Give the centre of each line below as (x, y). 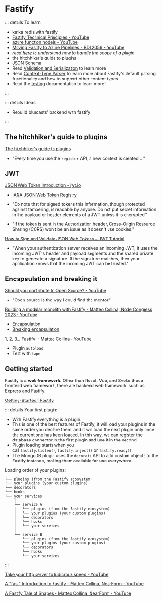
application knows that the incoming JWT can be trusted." (70, 263)
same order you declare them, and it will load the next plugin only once (83, 430)
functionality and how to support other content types (65, 79)
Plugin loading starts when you (43, 445)
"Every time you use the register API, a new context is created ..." (78, 158)
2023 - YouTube (21, 315)
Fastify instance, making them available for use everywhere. (72, 461)
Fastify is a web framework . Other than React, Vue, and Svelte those (74, 381)
